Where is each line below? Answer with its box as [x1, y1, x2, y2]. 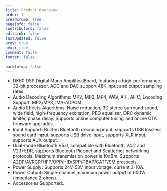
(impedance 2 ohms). [12, 175, 58, 181]
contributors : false [5, 26, 49, 31]
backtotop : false [5, 64, 42, 69]
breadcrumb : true [5, 17, 42, 22]
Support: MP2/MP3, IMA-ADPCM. [12, 100, 83, 106]
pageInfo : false [5, 21, 39, 27]
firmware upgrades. [12, 121, 54, 127]
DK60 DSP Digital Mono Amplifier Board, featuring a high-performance [12, 78, 160, 84]
